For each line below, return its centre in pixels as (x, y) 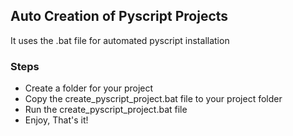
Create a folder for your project (89, 88)
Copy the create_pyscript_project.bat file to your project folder (153, 99)
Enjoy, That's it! (56, 120)
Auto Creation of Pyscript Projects (119, 16)
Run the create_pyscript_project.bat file (106, 110)
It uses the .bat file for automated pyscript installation (120, 40)
